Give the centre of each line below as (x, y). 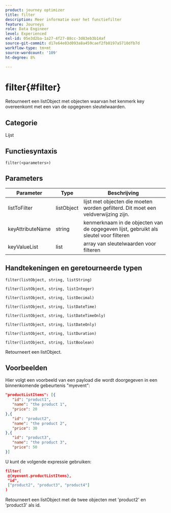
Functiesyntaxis (31, 151)
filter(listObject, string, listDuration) (51, 333)
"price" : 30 (25, 428)
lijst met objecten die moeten (118, 201)
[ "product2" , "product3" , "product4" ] (49, 485)
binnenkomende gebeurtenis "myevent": (48, 385)
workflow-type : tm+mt (28, 48)
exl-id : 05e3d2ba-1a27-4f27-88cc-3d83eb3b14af (55, 39)
